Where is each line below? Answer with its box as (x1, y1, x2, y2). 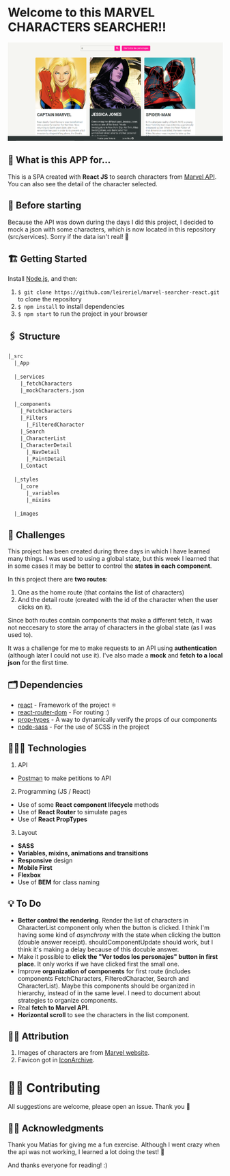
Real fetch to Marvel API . (17, 1003, 89, 1012)
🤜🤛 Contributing (8, 1080, 101, 1095)
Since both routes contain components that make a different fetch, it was (8, 616, 213, 625)
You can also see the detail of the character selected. (8, 179, 158, 188)
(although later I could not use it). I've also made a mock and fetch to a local (8, 651, 223, 660)
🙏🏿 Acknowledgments (8, 1122, 104, 1134)
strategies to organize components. (17, 996, 118, 1004)
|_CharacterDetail (20, 442, 72, 449)
